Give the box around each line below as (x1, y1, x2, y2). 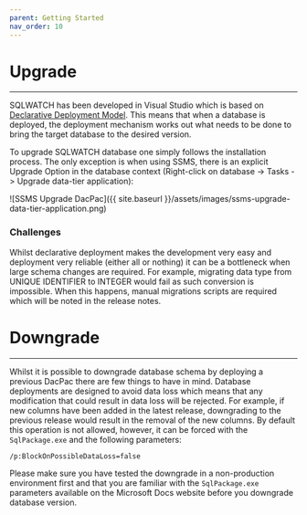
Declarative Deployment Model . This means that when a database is (9, 110, 266, 121)
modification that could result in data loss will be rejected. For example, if (9, 394, 285, 406)
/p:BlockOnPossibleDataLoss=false (9, 451, 142, 461)
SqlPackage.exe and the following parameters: (9, 434, 182, 445)
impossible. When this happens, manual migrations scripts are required (9, 285, 277, 297)
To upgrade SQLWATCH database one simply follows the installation (9, 147, 267, 158)
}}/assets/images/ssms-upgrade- (164, 194, 291, 205)
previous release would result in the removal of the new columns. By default (9, 415, 295, 426)
